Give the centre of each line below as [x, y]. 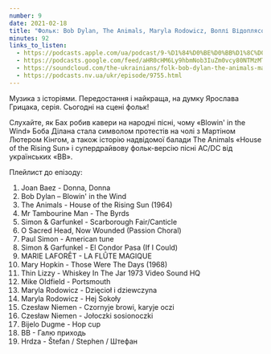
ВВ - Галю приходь [53, 332]
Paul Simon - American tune [68, 238]
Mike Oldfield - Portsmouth [66, 281]
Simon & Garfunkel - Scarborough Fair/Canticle [99, 222]
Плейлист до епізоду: [46, 172]
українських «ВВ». [41, 157]
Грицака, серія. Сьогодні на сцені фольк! [79, 107]
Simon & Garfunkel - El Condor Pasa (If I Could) [99, 247]
